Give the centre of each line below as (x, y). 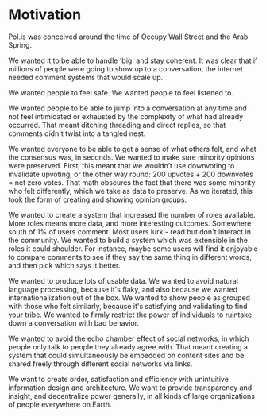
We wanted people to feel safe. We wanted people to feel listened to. (121, 92)
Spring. (20, 44)
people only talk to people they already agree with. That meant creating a (128, 346)
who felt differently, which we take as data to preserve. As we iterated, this (130, 191)
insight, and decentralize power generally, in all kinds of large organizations (132, 396)
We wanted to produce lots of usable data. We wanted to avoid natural (123, 280)
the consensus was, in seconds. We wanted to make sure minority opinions (131, 157)
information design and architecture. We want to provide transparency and (130, 388)
